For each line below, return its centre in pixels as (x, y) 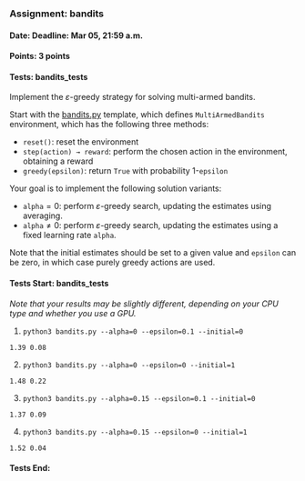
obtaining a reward (58, 161)
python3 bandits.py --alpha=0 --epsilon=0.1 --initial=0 (133, 331)
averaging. (43, 215)
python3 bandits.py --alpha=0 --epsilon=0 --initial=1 (129, 365)
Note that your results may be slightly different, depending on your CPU (144, 304)
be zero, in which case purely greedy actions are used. (112, 263)
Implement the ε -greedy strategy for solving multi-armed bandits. (132, 97)
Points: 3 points (40, 56)
